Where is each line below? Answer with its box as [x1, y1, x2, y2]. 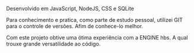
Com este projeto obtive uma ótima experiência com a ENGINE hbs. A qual [6, 34, 188, 41]
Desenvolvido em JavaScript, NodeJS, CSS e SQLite [6, 5, 135, 12]
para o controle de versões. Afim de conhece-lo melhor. [6, 23, 144, 29]
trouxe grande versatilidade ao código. [6, 41, 101, 47]
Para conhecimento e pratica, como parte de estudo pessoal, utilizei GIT [6, 16, 183, 23]
